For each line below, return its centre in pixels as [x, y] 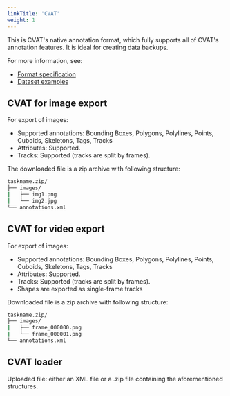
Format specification [46, 74]
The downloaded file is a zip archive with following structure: [94, 169]
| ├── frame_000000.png [44, 328]
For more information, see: [45, 60]
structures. [22, 386]
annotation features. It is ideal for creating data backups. [88, 47]
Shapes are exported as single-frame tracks [80, 289]
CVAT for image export [57, 103]
